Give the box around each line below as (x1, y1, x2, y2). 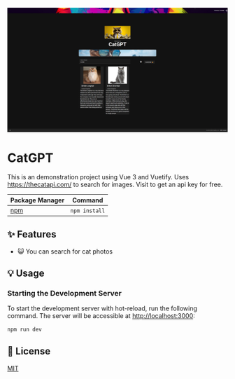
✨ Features (7, 228, 57, 240)
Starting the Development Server (7, 288, 122, 298)
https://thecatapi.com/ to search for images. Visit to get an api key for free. (7, 180, 223, 189)
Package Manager (10, 195, 65, 204)
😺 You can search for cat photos (17, 247, 113, 256)
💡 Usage (7, 267, 45, 279)
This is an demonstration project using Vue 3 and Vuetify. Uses (7, 173, 190, 181)
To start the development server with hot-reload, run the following (7, 304, 198, 312)
